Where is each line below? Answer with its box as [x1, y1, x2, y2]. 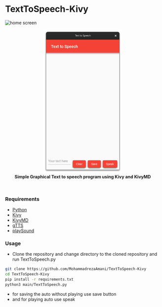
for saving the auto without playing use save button [12, 291, 117, 297]
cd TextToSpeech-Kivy [5, 272, 50, 277]
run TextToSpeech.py [12, 256, 56, 262]
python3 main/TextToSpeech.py [5, 282, 67, 287]
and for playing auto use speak [12, 296, 75, 302]
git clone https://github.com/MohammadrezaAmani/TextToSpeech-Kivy [5, 267, 147, 272]
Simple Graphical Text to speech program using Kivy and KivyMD [14, 173, 151, 179]
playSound [12, 228, 34, 234]
